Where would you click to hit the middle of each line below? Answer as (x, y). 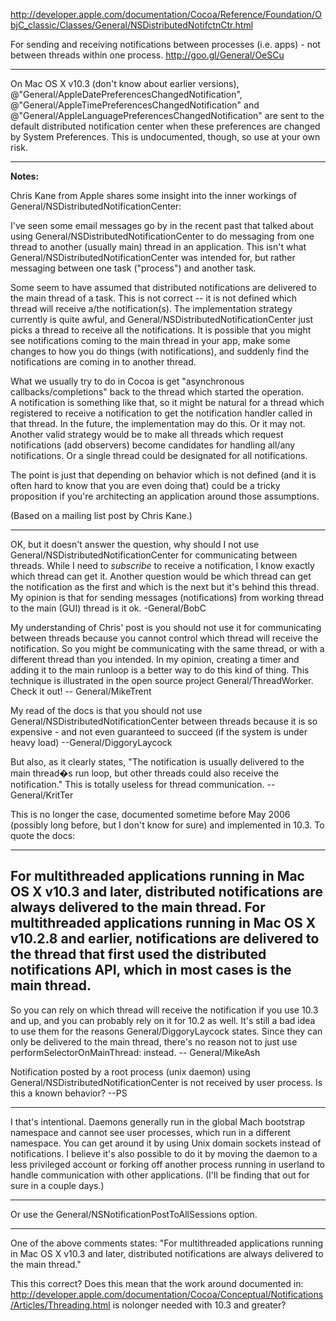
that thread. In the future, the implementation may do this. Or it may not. (158, 423)
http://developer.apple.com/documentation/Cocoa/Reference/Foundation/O (166, 14)
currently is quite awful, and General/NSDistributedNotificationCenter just (162, 319)
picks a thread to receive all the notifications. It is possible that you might (161, 330)
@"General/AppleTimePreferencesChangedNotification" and (135, 105)
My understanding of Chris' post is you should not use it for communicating (166, 627)
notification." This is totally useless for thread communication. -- (143, 784)
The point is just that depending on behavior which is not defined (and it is (163, 475)
